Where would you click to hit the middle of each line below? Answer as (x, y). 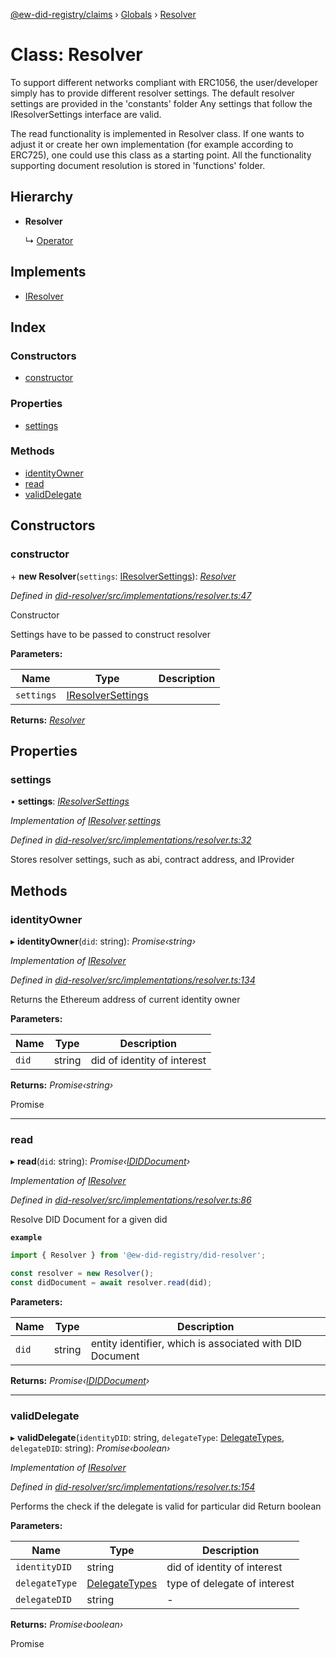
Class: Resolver (76, 55)
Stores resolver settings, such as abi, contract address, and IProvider (152, 860)
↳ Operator (49, 240)
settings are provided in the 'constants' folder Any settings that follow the (161, 103)
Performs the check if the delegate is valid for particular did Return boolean (166, 1506)
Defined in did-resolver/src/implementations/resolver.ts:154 (133, 1487)
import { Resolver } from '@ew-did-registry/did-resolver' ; (138, 1255)
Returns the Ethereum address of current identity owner (125, 999)
